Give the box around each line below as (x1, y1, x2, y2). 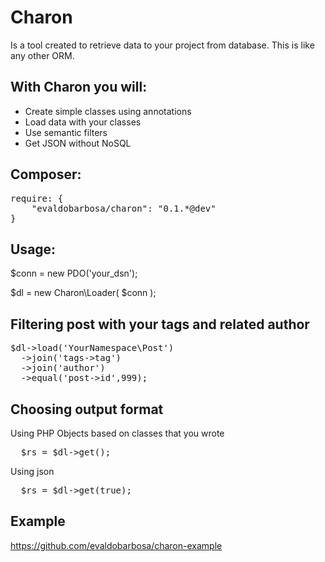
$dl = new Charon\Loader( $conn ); (10, 287, 157, 299)
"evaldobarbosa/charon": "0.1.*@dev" (31, 202, 217, 214)
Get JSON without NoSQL (24, 137, 132, 149)
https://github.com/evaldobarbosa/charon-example (10, 539, 223, 551)
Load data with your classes (24, 116, 142, 128)
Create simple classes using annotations (24, 105, 192, 117)
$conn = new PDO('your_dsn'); (10, 267, 138, 280)
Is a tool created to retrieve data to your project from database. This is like (10, 39, 315, 51)
